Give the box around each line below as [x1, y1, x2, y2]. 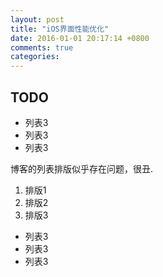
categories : [10, 52, 60, 62]
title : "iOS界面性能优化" [10, 24, 110, 34]
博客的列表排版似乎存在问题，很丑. [10, 162, 154, 175]
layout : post [10, 14, 65, 25]
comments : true [10, 42, 74, 53]
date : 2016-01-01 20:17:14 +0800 [10, 33, 150, 43]
